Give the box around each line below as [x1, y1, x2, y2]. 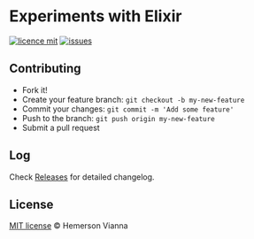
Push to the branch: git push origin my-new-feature [21, 112, 215, 123]
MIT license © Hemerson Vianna [9, 220, 128, 231]
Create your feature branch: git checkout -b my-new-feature [21, 94, 245, 104]
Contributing [9, 61, 81, 76]
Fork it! [21, 84, 49, 95]
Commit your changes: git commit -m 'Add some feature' [21, 104, 235, 114]
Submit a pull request [21, 122, 100, 133]
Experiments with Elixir [9, 6, 182, 27]
